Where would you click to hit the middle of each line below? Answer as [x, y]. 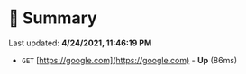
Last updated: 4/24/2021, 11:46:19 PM [80, 43]
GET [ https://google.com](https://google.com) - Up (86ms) [129, 60]
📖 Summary [53, 18]
